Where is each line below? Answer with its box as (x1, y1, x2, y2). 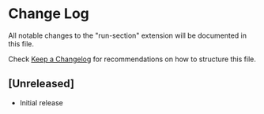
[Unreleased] (8, 77, 75, 90)
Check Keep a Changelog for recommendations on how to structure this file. (8, 54, 257, 64)
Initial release (19, 97, 63, 107)
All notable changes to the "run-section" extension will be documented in (8, 31, 247, 40)
